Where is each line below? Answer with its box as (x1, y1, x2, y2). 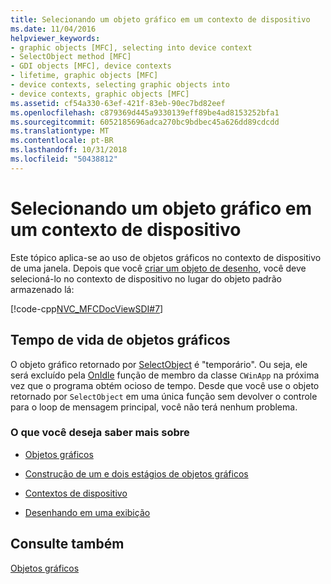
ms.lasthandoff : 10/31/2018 (10, 145, 128, 155)
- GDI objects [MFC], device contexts (10, 61, 172, 71)
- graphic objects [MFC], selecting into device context (10, 42, 253, 53)
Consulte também (10, 536, 125, 553)
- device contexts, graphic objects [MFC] (10, 89, 190, 99)
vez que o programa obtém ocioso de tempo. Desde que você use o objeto (10, 379, 320, 391)
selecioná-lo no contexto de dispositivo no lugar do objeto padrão (10, 272, 282, 285)
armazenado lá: (10, 283, 75, 295)
